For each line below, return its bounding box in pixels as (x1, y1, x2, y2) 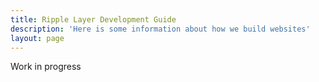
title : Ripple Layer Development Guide (10, 14, 177, 25)
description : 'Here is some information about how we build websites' (10, 24, 311, 34)
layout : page (10, 33, 65, 43)
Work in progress (10, 61, 82, 73)
